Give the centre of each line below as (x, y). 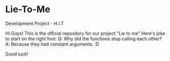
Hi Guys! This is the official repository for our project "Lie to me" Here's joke (85, 33)
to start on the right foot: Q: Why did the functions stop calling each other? (83, 39)
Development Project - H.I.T (34, 23)
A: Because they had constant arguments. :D (52, 44)
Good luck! (17, 54)
